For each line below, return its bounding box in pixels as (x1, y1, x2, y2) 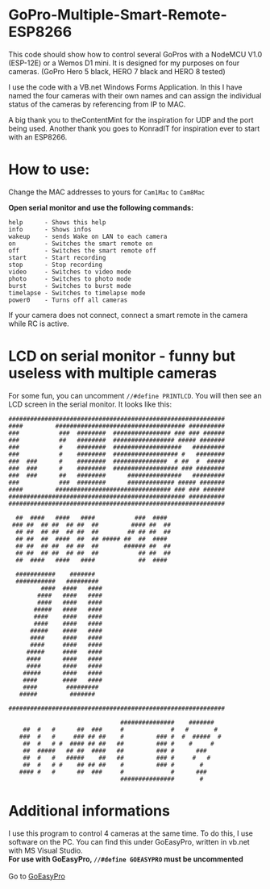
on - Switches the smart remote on (8, 240, 153, 248)
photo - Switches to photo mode (8, 274, 131, 283)
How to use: (8, 161, 90, 179)
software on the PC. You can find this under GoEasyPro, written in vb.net (8, 837, 250, 846)
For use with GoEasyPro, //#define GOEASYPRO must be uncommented (8, 854, 243, 864)
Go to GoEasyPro (8, 871, 66, 881)
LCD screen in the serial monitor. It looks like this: (8, 399, 172, 409)
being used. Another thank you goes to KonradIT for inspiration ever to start (8, 123, 260, 133)
